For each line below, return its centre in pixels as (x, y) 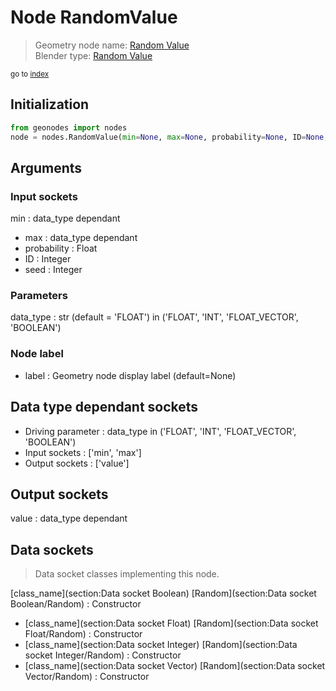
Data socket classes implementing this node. (127, 574)
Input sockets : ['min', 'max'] (83, 452)
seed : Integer (53, 270)
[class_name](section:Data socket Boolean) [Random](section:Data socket (163, 593)
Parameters (39, 296)
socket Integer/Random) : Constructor (103, 655)
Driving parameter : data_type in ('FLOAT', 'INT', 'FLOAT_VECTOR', (160, 431)
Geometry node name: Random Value (112, 45)
